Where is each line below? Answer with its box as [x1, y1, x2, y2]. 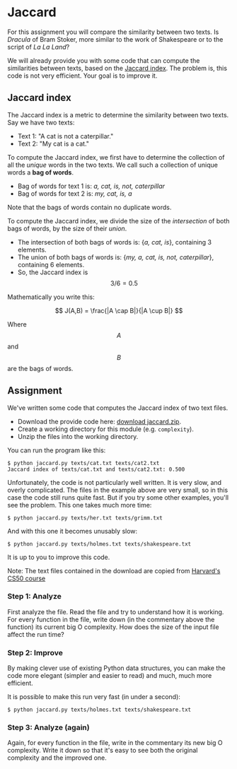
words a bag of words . [7, 168, 74, 177]
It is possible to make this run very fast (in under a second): [7, 693, 180, 701]
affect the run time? [7, 630, 65, 638]
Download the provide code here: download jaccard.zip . [17, 417, 182, 425]
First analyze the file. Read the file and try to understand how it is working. [7, 607, 224, 616]
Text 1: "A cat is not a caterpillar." [17, 131, 114, 140]
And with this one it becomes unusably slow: [7, 527, 138, 535]
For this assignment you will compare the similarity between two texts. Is [7, 28, 219, 36]
